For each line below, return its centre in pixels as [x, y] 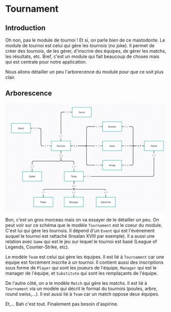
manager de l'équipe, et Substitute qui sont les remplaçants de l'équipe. [82, 273]
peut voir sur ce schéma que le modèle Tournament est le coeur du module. [84, 225]
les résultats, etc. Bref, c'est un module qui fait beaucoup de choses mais [82, 56]
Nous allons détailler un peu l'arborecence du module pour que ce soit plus [84, 72]
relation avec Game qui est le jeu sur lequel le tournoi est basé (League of [81, 242]
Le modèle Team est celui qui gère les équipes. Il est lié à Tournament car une [85, 257]
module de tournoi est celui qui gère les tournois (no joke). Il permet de [80, 46]
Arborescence [29, 93]
